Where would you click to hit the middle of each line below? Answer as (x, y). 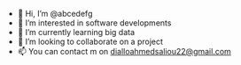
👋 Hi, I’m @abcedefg (55, 14)
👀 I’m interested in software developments (94, 23)
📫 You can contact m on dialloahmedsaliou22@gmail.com (124, 51)
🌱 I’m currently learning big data (76, 32)
